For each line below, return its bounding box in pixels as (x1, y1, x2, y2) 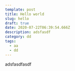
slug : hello (5, 16, 29, 21)
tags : (5, 39, 16, 44)
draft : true (5, 20, 29, 26)
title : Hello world (5, 12, 45, 17)
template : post (5, 7, 36, 12)
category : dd (5, 35, 31, 39)
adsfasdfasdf (5, 61, 31, 67)
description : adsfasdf (5, 30, 51, 35)
